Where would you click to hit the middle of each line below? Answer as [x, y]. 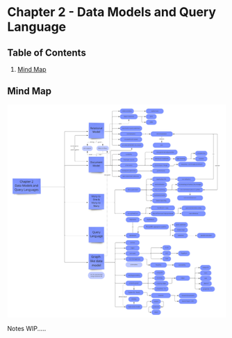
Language [37, 27]
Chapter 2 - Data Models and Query [112, 12]
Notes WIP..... [27, 328]
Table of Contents [47, 53]
